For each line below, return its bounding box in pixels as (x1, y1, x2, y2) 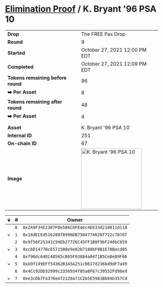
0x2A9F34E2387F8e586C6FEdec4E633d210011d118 (22, 224, 128, 230)
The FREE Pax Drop (81, 31, 126, 37)
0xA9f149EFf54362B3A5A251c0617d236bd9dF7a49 (22, 261, 128, 267)
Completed (7, 63, 34, 70)
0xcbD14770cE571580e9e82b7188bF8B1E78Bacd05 (22, 246, 128, 252)
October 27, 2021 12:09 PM (81, 60, 147, 67)
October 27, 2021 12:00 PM (81, 46, 147, 53)
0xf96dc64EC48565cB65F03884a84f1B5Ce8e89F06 (22, 254, 128, 259)
